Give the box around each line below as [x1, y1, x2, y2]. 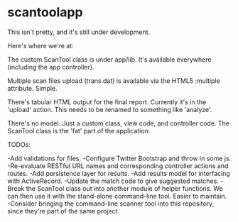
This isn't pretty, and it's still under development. [7, 28, 151, 36]
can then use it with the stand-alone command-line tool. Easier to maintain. [7, 192, 227, 200]
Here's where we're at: [7, 41, 75, 50]
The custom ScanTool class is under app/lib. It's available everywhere [7, 55, 212, 64]
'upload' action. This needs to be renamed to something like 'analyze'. [7, 105, 212, 113]
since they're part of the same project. [7, 206, 119, 215]
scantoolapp [7, 4, 83, 21]
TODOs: [7, 140, 31, 149]
